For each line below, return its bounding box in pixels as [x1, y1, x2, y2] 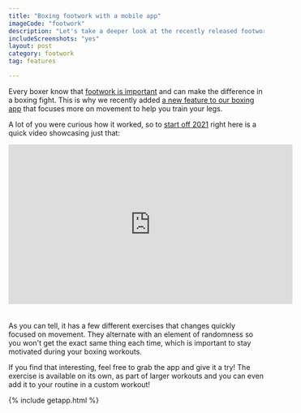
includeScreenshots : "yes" [8, 34, 100, 43]
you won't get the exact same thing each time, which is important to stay [8, 338, 252, 347]
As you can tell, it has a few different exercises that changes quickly [8, 321, 236, 330]
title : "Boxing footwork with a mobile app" [8, 11, 161, 20]
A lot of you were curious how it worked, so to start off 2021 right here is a [8, 119, 257, 129]
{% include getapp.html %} [8, 395, 100, 405]
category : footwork [8, 49, 75, 58]
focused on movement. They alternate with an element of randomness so [8, 329, 254, 339]
